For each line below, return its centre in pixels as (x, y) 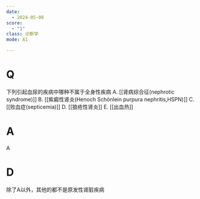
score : (14, 23)
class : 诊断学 (22, 34)
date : (13, 12)
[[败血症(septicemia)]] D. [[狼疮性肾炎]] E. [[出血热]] (70, 107)
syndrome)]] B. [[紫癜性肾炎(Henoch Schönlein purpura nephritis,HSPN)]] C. (100, 99)
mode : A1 (17, 40)
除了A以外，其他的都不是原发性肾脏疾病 (55, 189)
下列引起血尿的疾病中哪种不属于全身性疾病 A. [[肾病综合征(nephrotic (90, 92)
